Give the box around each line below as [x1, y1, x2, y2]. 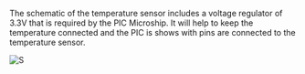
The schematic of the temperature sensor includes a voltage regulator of [9, 8, 283, 18]
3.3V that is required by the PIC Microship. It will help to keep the [9, 17, 254, 28]
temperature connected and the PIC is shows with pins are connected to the [9, 27, 296, 37]
